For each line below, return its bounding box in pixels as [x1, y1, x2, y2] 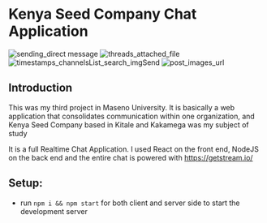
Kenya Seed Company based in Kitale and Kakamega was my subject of [8, 119, 249, 130]
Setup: [8, 176, 43, 191]
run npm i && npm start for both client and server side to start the [19, 198, 241, 208]
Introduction [8, 81, 73, 95]
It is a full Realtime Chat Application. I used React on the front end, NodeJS [8, 144, 260, 154]
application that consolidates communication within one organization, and [8, 111, 256, 121]
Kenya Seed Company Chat [8, 5, 197, 24]
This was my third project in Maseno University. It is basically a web [8, 102, 235, 112]
